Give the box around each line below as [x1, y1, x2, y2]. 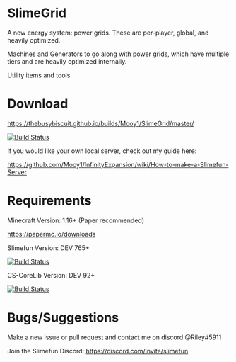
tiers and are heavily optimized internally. [7, 57, 127, 65]
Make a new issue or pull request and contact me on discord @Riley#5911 [7, 333, 222, 341]
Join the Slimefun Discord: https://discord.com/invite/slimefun [7, 346, 189, 355]
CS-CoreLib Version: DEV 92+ [7, 271, 95, 279]
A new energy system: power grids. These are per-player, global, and [7, 28, 209, 37]
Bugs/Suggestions [7, 310, 119, 325]
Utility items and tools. [7, 71, 73, 79]
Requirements [7, 193, 92, 209]
